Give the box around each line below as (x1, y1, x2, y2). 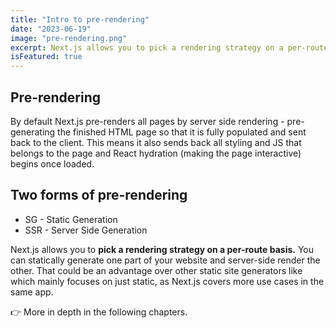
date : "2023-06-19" (10, 24, 92, 34)
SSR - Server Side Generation (24, 224, 148, 236)
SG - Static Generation (24, 213, 118, 225)
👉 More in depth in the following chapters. (10, 306, 188, 318)
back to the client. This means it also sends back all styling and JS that (10, 136, 302, 148)
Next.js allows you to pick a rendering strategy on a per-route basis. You (10, 243, 315, 255)
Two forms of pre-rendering (10, 187, 188, 204)
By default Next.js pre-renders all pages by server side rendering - (10, 115, 285, 127)
